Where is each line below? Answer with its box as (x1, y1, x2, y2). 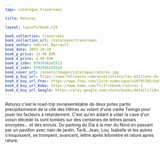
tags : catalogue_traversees (5, 7, 62, 12)
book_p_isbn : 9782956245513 (5, 60, 62, 66)
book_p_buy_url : (5, 74, 38, 79)
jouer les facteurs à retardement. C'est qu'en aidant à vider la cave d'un (5, 111, 150, 117)
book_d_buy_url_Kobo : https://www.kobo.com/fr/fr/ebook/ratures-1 (5, 83, 143, 88)
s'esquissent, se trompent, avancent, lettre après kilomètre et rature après (5, 132, 154, 138)
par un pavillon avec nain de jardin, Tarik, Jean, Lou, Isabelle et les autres (5, 127, 153, 133)
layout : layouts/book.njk (5, 25, 58, 30)
